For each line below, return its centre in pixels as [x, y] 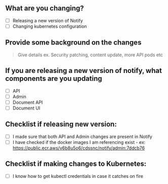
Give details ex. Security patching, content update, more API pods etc [90, 55]
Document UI [26, 108]
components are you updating [54, 79]
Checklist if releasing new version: [61, 124]
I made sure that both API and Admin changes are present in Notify [82, 136]
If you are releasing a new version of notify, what [83, 71]
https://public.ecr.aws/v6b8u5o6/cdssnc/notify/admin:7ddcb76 [79, 148]
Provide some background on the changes [73, 43]
